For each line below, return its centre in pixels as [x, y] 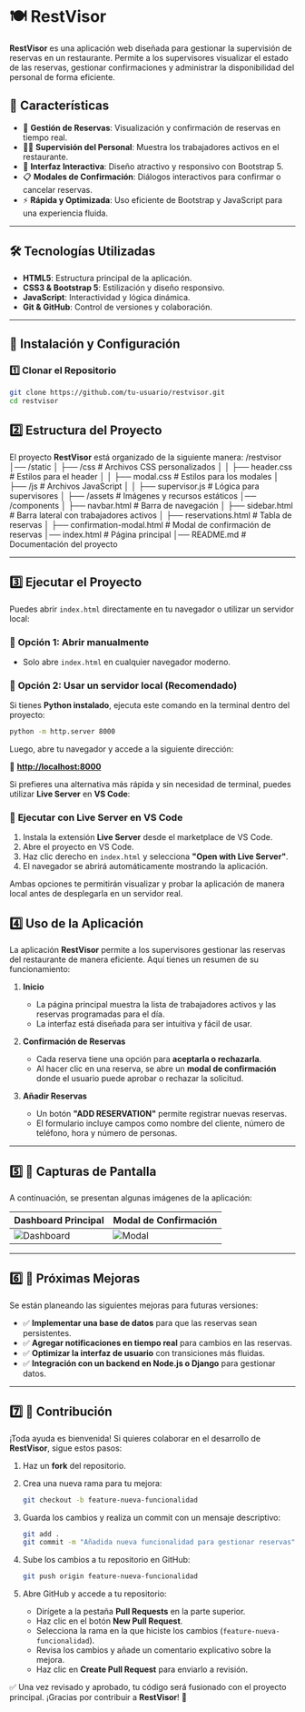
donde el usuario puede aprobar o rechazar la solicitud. [140, 1079]
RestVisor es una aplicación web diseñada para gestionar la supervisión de [151, 48]
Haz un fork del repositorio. [74, 1465]
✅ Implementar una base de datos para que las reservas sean [139, 1322]
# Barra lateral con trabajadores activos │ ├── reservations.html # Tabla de [151, 515]
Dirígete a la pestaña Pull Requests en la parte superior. [141, 1612]
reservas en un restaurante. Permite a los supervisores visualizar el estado [149, 57]
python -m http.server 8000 [63, 732]
